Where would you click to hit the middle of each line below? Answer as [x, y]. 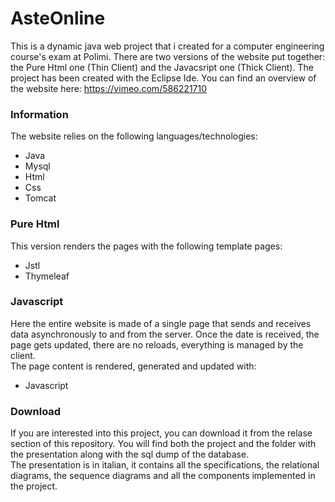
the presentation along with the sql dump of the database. [130, 454]
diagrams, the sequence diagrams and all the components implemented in [163, 476]
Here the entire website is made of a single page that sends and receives [161, 323]
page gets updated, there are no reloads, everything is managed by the [157, 344]
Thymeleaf [47, 276]
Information [39, 114]
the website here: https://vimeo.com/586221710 [109, 88]
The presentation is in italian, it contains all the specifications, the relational [165, 465]
